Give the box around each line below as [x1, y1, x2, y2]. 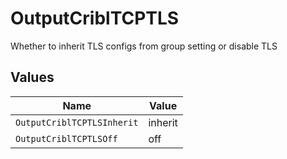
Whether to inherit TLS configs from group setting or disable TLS [10, 40, 278, 52]
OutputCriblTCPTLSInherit [15, 117, 139, 128]
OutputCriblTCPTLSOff [15, 133, 118, 144]
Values [10, 69, 55, 86]
